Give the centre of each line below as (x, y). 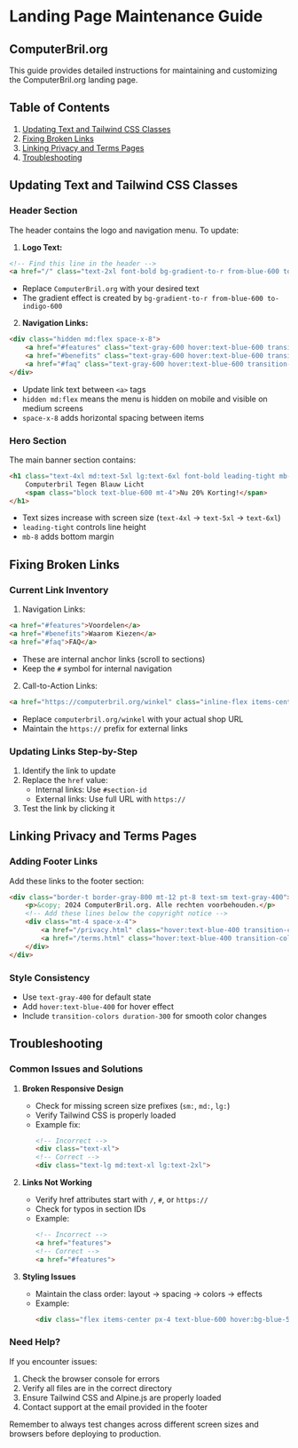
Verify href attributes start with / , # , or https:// (122, 1199)
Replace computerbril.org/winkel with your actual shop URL (133, 719)
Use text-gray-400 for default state (86, 997)
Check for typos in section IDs (90, 1209)
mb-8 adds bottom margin (68, 537)
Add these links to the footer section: (77, 881)
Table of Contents (60, 108)
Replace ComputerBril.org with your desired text (110, 289)
